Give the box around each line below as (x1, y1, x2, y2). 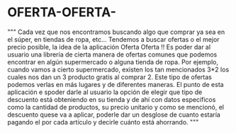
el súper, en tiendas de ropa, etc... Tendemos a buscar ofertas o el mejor (7, 35, 220, 43)
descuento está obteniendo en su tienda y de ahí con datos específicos (7, 95, 216, 103)
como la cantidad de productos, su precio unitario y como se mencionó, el (7, 103, 225, 111)
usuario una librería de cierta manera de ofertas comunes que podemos (7, 50, 218, 59)
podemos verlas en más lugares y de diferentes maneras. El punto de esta (7, 80, 225, 88)
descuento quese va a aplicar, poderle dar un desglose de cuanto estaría (7, 110, 221, 119)
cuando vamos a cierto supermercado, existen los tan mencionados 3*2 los (7, 65, 230, 74)
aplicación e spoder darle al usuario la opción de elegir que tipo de (7, 88, 203, 96)
